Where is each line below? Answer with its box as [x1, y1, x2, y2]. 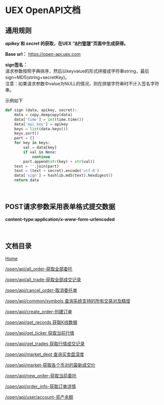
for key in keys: [14, 140, 50, 146]
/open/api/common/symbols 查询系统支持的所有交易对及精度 [5, 297, 131, 304]
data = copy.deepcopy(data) [14, 112, 72, 117]
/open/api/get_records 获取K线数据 [5, 319, 77, 325]
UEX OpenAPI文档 [5, 5, 81, 16]
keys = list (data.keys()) [14, 126, 68, 131]
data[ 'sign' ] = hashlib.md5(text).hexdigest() [14, 173, 113, 178]
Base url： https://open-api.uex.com [5, 51, 81, 57]
